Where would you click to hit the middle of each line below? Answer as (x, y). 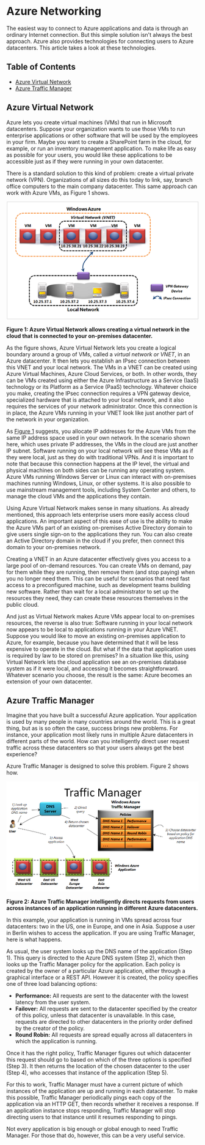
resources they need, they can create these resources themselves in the (97, 598)
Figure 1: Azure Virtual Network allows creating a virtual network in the (98, 329)
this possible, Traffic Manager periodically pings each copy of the (89, 1098)
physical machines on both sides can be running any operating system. (96, 470)
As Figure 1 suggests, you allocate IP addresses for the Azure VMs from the (101, 431)
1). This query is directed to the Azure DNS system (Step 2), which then (96, 958)
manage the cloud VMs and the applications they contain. (79, 496)
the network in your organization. (48, 419)
